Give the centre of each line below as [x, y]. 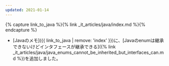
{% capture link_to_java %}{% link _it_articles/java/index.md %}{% [75, 24]
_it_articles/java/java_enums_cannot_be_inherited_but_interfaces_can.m [88, 52]
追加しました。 [45, 58]
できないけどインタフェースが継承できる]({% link [64, 47]
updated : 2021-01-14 [27, 10]
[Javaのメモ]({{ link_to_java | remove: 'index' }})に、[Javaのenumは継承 [88, 40]
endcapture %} [21, 30]
